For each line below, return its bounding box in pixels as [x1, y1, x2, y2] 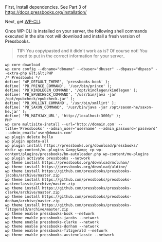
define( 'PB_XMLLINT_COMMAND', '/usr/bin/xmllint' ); [5, 101, 117, 105]
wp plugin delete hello [5, 135, 54, 139]
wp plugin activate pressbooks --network [5, 156, 90, 161]
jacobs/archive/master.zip [5, 173, 60, 178]
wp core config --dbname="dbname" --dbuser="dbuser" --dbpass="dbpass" [5, 67, 153, 71]
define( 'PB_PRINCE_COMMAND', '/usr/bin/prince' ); [5, 84, 112, 88]
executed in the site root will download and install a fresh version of [5, 34, 140, 39]
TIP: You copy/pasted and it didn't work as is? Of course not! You [17, 48, 147, 53]
